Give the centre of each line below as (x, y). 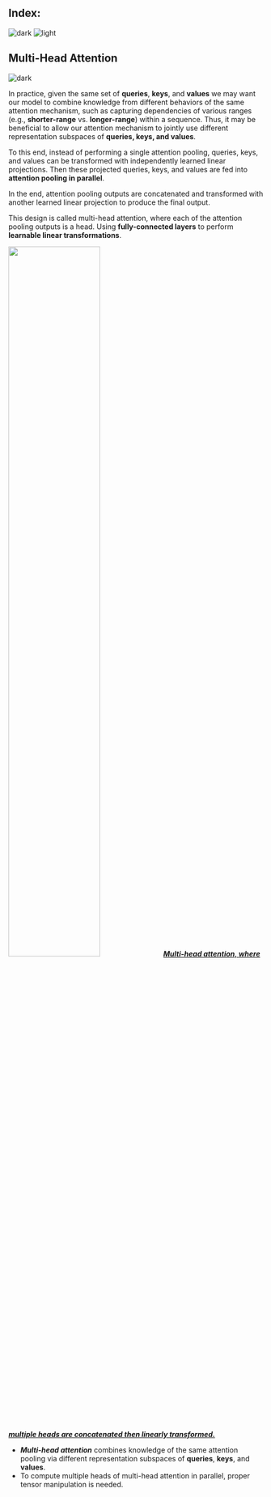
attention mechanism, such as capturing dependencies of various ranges (130, 110)
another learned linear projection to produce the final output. (109, 202)
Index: (25, 13)
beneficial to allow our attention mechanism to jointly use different (119, 128)
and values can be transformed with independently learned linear (117, 160)
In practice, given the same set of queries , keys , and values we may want (132, 93)
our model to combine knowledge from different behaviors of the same (127, 102)
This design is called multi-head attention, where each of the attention (125, 218)
